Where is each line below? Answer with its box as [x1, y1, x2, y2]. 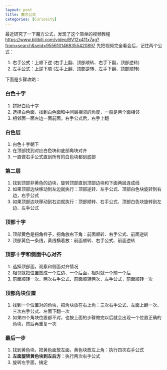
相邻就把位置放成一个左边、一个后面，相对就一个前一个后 [12, 269, 131, 276]
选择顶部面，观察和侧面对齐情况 [12, 263, 78, 269]
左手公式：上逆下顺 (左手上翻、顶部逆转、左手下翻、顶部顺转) [12, 66, 140, 72]
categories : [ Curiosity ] [5, 17, 57, 22]
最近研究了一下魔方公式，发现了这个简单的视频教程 [5, 31, 110, 37]
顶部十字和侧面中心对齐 [5, 251, 61, 258]
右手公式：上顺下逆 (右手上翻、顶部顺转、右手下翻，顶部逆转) [12, 60, 140, 66]
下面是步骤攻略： [5, 76, 40, 83]
